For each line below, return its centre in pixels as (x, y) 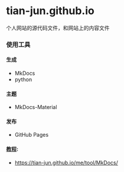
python (23, 80)
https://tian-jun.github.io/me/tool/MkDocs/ (66, 163)
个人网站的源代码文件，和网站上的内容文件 (58, 28)
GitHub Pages (32, 135)
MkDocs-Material (36, 107)
